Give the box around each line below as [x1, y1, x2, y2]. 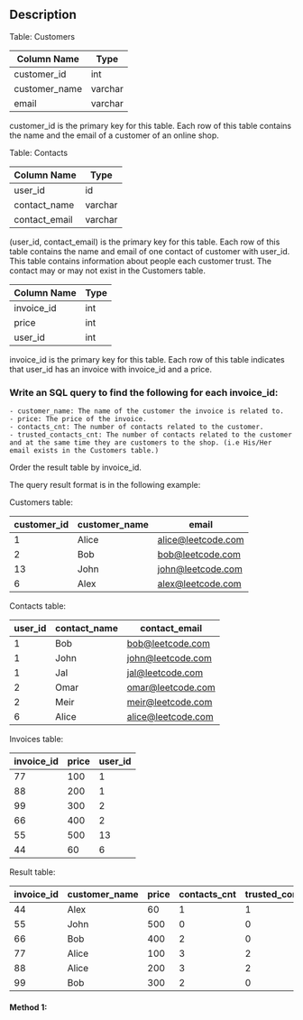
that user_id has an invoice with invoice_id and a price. [9, 363, 212, 374]
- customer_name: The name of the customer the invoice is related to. [9, 407, 284, 416]
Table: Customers [9, 31, 75, 41]
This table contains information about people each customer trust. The [9, 255, 272, 266]
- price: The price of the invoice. [9, 415, 147, 424]
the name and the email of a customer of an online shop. [9, 130, 219, 141]
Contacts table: [9, 601, 66, 611]
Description [9, 7, 77, 23]
